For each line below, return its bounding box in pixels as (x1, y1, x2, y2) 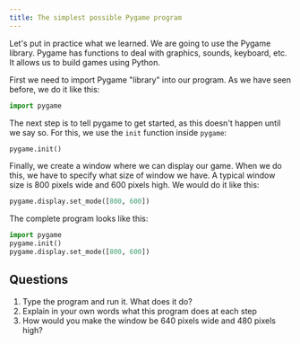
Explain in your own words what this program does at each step (21, 305, 258, 316)
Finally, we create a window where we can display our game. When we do (9, 161, 282, 172)
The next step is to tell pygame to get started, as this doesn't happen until (9, 118, 281, 128)
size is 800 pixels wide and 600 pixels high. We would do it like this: (9, 180, 260, 190)
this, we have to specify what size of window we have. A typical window (9, 170, 276, 181)
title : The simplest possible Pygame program (9, 13, 182, 22)
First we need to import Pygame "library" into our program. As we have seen (9, 74, 291, 85)
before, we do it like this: (9, 84, 100, 94)
